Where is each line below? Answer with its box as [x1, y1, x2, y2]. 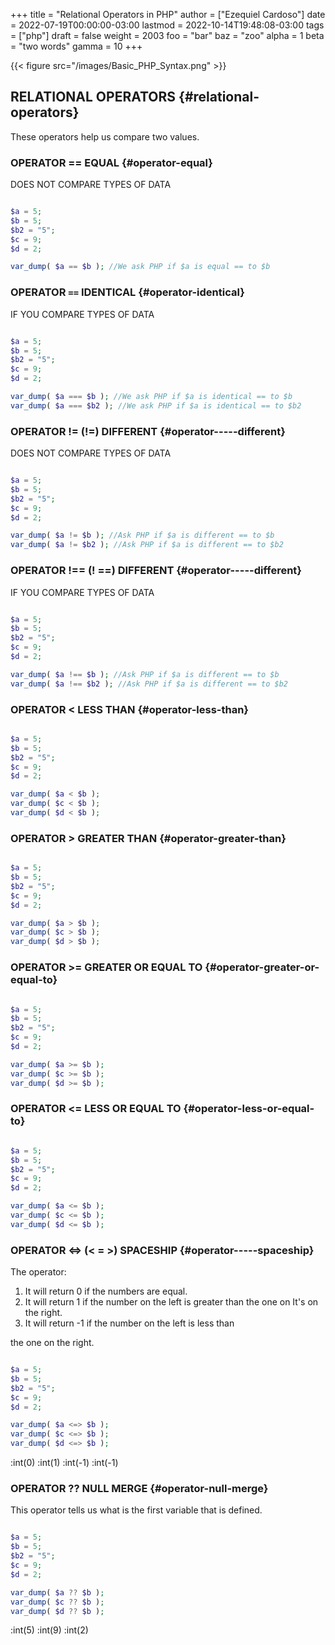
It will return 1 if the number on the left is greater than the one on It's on [24, 1296, 319, 1308]
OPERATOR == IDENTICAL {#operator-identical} [10, 285, 245, 299]
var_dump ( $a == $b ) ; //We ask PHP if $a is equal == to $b [10, 262, 271, 272]
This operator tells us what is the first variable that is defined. [10, 1504, 263, 1516]
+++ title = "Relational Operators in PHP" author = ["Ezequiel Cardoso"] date [10, 9, 326, 20]
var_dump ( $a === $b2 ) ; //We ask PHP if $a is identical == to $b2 [10, 400, 302, 411]
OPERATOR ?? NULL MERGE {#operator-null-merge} [10, 1482, 269, 1496]
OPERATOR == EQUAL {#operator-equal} [10, 155, 214, 169]
